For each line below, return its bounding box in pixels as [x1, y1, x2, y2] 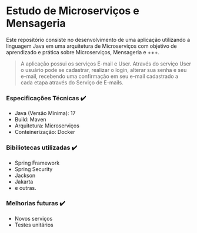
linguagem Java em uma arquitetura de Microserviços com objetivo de [6, 42, 178, 50]
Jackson [14, 172, 36, 179]
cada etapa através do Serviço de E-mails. [20, 78, 123, 86]
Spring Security [14, 165, 53, 172]
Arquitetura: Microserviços [14, 122, 79, 129]
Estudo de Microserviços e [6, 4, 140, 18]
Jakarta [14, 178, 34, 185]
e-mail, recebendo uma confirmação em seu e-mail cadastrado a [20, 73, 178, 80]
